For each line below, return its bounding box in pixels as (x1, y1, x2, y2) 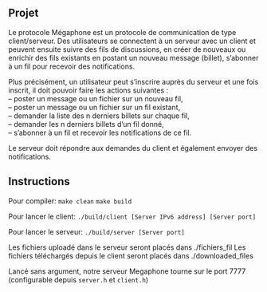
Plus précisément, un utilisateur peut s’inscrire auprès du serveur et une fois (8, 77, 259, 86)
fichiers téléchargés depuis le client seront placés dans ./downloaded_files (8, 251, 253, 260)
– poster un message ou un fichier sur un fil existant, (8, 102, 181, 112)
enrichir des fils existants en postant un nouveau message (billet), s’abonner (8, 53, 259, 62)
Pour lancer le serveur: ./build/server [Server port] (8, 227, 185, 236)
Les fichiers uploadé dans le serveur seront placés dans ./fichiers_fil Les (8, 243, 246, 252)
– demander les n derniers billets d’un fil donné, (8, 119, 165, 128)
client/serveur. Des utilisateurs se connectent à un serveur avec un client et (8, 36, 257, 45)
